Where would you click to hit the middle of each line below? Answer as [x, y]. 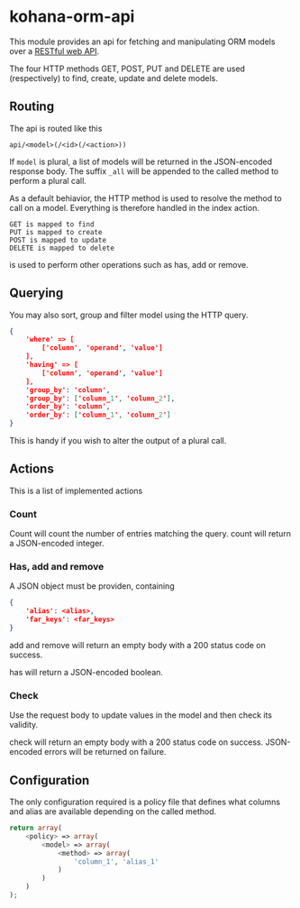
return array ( [36, 828]
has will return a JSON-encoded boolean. [86, 672]
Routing [32, 107]
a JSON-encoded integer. [57, 544]
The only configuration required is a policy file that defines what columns [145, 802]
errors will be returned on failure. [105, 752]
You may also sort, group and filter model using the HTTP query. [129, 315]
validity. [24, 725]
